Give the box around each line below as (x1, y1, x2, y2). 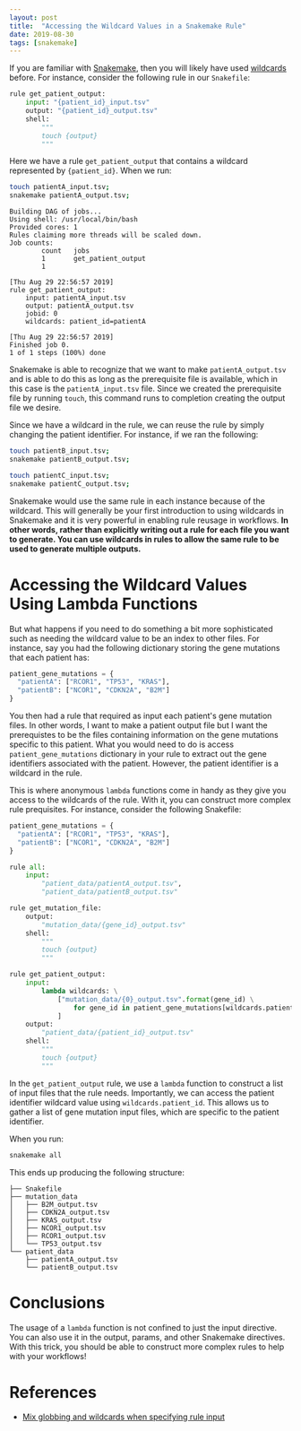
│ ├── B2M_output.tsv (9, 1200, 99, 1209)
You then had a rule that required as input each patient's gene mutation (9, 710, 272, 722)
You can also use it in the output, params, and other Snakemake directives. (9, 1331, 286, 1342)
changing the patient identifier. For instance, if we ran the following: (9, 429, 259, 440)
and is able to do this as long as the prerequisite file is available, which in (9, 374, 278, 385)
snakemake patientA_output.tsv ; (9, 191, 130, 200)
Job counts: (9, 238, 54, 247)
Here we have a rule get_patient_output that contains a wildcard (9, 156, 248, 167)
